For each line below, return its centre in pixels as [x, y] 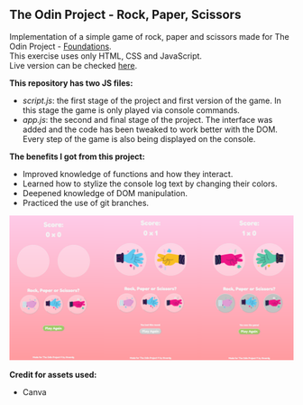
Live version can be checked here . [73, 65]
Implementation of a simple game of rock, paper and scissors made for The [150, 36]
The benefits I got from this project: [78, 156]
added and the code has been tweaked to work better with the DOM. [150, 129]
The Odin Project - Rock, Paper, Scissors [125, 15]
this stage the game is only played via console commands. [131, 110]
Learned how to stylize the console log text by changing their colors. [150, 184]
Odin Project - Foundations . [60, 46]
